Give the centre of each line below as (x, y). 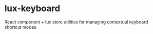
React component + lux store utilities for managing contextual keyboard (76, 22)
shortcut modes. (21, 27)
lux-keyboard (32, 8)
